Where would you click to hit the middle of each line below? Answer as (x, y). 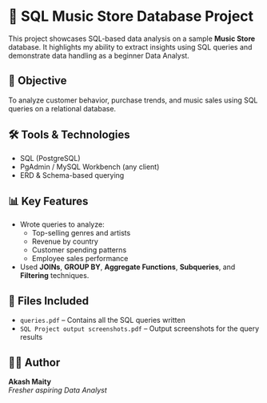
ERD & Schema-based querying (72, 175)
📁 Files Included (49, 301)
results (31, 337)
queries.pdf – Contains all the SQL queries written (102, 320)
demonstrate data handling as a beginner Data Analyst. (99, 55)
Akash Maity (30, 381)
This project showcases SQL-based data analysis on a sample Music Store (132, 38)
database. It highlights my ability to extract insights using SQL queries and (130, 46)
